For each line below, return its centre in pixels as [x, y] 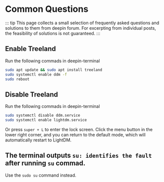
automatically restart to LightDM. [38, 140]
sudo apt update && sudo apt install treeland [54, 70]
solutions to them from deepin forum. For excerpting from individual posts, [81, 28]
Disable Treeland [32, 94]
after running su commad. [45, 163]
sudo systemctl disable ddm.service [43, 115]
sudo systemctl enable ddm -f [36, 74]
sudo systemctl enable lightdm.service [46, 120]
